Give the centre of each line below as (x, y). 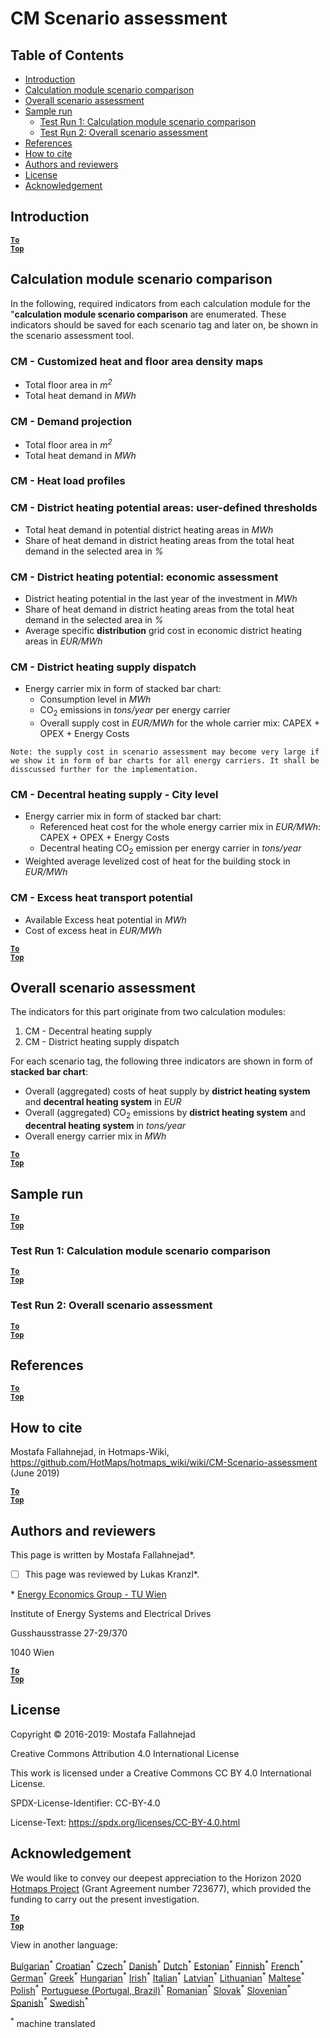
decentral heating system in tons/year (105, 1126)
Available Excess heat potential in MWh (105, 919)
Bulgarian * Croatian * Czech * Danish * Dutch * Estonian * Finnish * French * (157, 1965)
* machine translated (53, 2022)
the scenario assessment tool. (72, 335)
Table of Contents (67, 55)
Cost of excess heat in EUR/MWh (93, 930)
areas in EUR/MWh (63, 641)
